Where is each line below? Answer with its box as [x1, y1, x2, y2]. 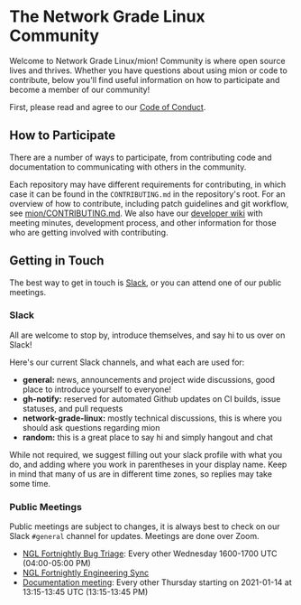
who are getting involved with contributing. [9, 227, 169, 237]
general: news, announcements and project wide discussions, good [22, 374, 276, 385]
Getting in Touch [9, 253, 105, 268]
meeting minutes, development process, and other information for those [9, 217, 277, 228]
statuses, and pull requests [22, 403, 123, 414]
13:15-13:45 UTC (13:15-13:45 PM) [22, 587, 149, 598]
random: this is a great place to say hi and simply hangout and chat [22, 432, 273, 442]
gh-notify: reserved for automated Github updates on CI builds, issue [22, 393, 281, 404]
